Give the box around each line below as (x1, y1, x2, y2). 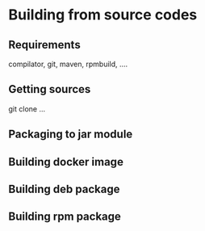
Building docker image (8, 155, 123, 169)
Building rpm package (8, 210, 121, 224)
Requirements (8, 38, 81, 52)
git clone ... (8, 103, 46, 114)
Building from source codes (8, 6, 198, 24)
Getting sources (8, 82, 91, 96)
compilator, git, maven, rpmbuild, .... (8, 59, 128, 69)
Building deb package (8, 182, 120, 195)
